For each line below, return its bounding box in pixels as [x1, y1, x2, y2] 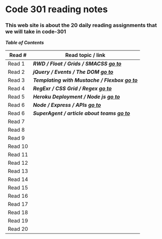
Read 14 [8, 176, 28, 183]
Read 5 [8, 93, 25, 100]
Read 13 [8, 168, 28, 175]
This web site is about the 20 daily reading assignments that [5, 22, 157, 29]
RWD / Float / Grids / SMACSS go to [33, 60, 122, 67]
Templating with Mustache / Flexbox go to [33, 77, 138, 84]
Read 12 [8, 159, 28, 166]
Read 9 [8, 135, 25, 142]
